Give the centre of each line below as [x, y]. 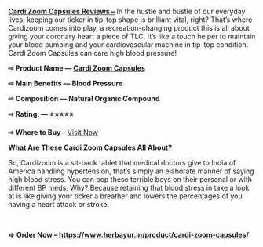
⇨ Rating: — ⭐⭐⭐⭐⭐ [41, 114]
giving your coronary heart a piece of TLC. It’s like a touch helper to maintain [132, 36]
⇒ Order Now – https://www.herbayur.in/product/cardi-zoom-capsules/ [129, 235]
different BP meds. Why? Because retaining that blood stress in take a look [129, 188]
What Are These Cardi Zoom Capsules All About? [90, 147]
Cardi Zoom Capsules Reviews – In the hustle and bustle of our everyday [127, 11]
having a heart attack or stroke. [59, 204]
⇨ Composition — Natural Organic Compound [84, 98]
